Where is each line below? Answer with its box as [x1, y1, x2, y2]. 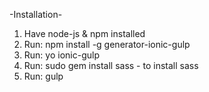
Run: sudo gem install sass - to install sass [23, 60, 199, 71]
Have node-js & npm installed [23, 28, 146, 39]
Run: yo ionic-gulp [23, 49, 100, 61]
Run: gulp [23, 70, 64, 82]
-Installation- [9, 9, 63, 20]
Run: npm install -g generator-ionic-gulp [23, 39, 191, 50]
